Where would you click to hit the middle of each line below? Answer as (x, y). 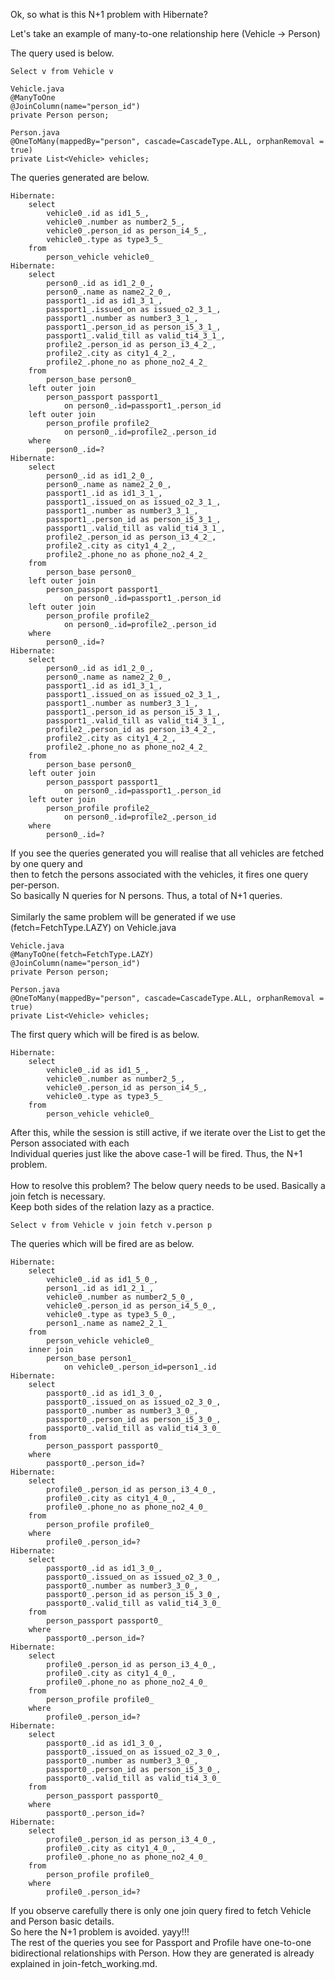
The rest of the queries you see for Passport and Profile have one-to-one (161, 1942)
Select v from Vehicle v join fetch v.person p (111, 1225)
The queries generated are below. (80, 177)
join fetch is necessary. (58, 1196)
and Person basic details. (62, 1921)
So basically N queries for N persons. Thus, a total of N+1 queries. (146, 895)
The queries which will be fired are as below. (102, 1243)
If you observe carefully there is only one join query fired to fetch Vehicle (161, 1910)
